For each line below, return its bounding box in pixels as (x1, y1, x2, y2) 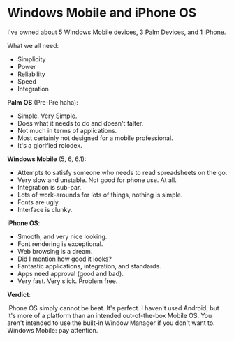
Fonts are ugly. (17, 197, 61, 206)
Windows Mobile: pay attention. (7, 326, 98, 334)
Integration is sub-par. (17, 183, 82, 191)
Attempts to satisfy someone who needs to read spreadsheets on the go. (17, 168, 228, 176)
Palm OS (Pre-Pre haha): (7, 98, 78, 106)
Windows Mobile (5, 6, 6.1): (7, 155, 87, 163)
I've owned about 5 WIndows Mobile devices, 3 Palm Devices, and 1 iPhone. (7, 28, 226, 36)
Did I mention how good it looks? (17, 255, 112, 263)
